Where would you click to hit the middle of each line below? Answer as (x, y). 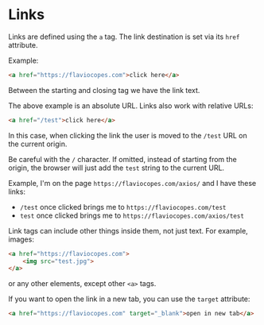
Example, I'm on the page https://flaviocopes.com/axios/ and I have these (132, 183)
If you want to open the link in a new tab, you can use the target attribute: (129, 299)
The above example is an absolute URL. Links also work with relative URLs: (131, 106)
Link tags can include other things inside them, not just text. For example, (128, 230)
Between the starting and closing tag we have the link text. (104, 90)
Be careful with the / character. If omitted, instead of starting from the (122, 159)
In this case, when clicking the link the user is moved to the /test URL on (128, 135)
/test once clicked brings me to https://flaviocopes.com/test (123, 207)
